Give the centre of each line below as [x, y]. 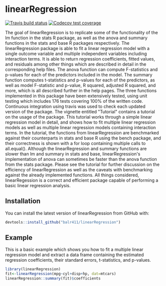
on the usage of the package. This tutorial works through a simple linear [79, 117]
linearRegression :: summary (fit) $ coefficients [53, 279]
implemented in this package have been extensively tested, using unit [76, 96]
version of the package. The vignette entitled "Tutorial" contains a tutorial [80, 111]
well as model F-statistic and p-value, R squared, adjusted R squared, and [81, 85]
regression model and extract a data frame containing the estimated [75, 255]
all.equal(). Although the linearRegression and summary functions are [76, 148]
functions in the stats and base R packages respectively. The [67, 43]
